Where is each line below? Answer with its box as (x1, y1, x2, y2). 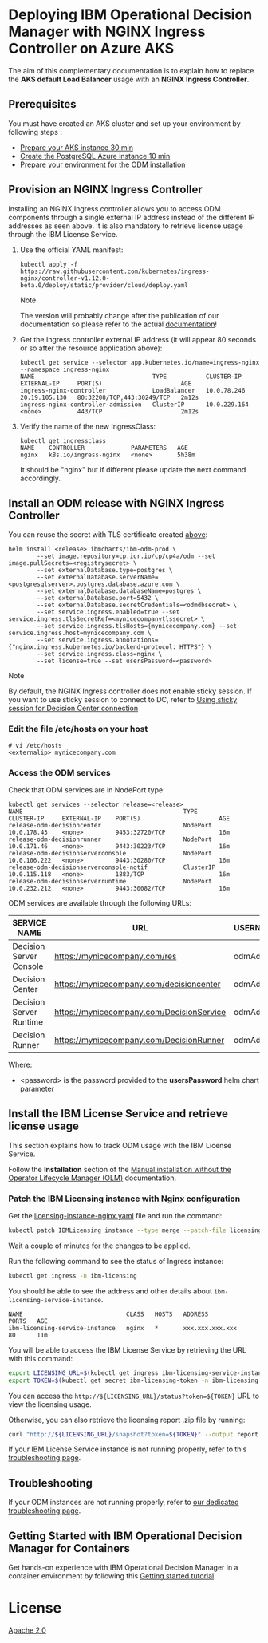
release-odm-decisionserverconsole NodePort (8, 849, 213, 857)
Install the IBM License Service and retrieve (8, 1107, 229, 1120)
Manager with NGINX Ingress (8, 22, 206, 41)
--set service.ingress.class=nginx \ (37, 650, 162, 658)
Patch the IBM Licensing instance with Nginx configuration (8, 1193, 241, 1204)
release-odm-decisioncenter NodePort (8, 821, 213, 829)
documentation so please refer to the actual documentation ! (19, 319, 218, 329)
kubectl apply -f (19, 260, 78, 268)
